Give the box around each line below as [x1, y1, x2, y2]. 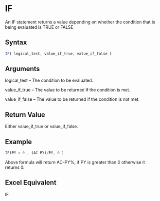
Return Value [5, 110, 45, 119]
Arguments [5, 65, 40, 73]
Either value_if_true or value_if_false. [5, 124, 78, 129]
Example [5, 137, 32, 146]
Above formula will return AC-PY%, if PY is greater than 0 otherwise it [5, 159, 145, 165]
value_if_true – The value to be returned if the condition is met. [5, 87, 130, 93]
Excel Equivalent [5, 179, 57, 187]
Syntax [5, 38, 27, 47]
